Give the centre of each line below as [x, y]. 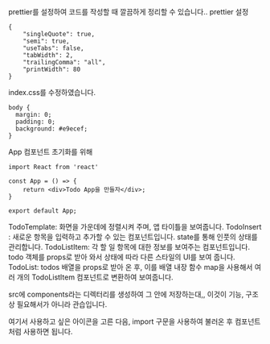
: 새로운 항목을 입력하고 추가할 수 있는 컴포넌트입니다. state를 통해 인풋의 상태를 [133, 237]
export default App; [43, 211]
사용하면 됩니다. [48, 332]
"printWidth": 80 [52, 69]
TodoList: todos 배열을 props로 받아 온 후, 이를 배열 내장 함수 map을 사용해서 [131, 267]
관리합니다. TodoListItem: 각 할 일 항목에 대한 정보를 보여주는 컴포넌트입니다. [129, 247]
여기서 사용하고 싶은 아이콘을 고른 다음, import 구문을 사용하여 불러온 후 [121, 321]
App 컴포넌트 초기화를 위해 [51, 152]
